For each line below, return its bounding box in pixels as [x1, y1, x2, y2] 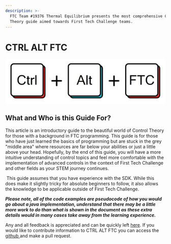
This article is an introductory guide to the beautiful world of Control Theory [5, 127, 164, 133]
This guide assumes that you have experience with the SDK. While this [6, 175, 154, 181]
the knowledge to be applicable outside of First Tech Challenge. [5, 186, 139, 192]
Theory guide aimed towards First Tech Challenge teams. [10, 19, 133, 24]
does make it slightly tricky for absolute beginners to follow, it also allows [5, 180, 159, 186]
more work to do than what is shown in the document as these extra [5, 206, 153, 212]
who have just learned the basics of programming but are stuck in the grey [5, 138, 162, 144]
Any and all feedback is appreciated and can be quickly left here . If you [5, 222, 155, 228]
